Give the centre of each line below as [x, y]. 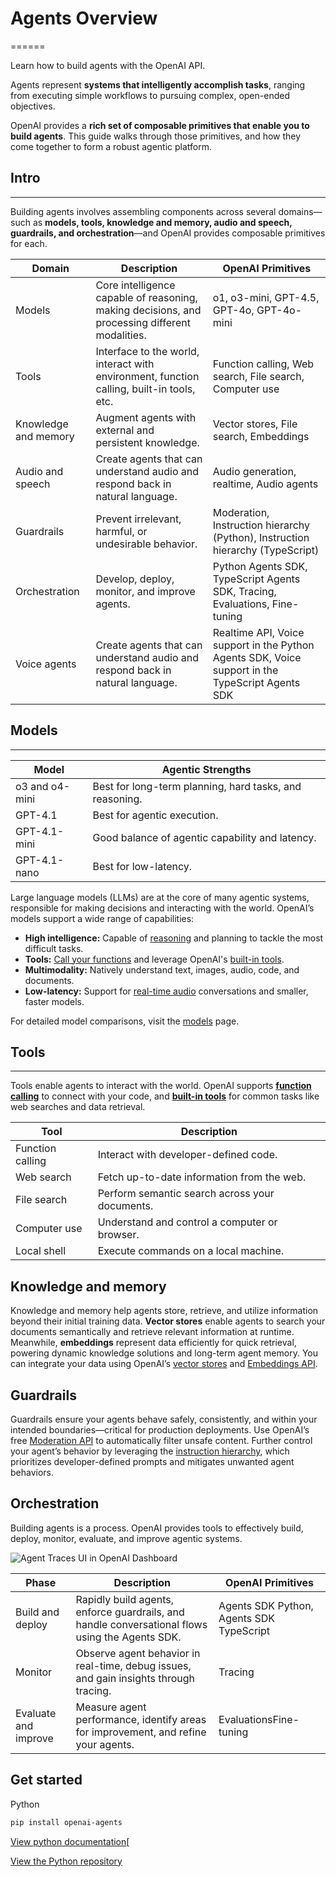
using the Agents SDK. [128, 1637]
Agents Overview [84, 18]
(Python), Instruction [261, 537]
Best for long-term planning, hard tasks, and [197, 786]
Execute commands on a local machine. [191, 1251]
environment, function [147, 376]
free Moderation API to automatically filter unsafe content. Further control [161, 1440]
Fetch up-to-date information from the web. [202, 1177]
